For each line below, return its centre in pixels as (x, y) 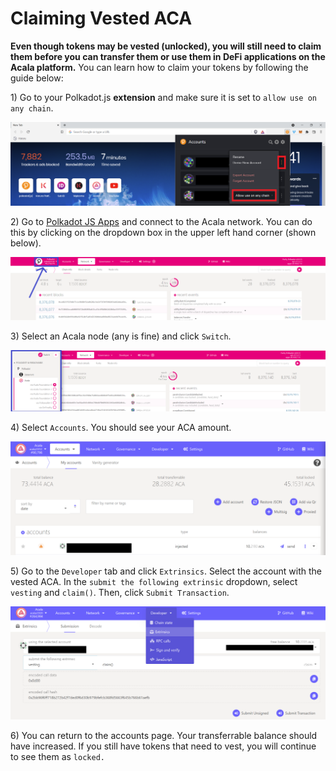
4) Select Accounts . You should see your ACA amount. (121, 427)
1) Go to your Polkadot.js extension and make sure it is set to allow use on (163, 97)
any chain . (32, 108)
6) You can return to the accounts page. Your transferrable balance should (164, 736)
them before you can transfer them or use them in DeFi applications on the (168, 56)
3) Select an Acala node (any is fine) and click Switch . (121, 336)
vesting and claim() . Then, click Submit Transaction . (120, 592)
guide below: (37, 78)
